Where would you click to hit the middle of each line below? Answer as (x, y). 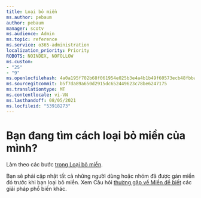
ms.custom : (20, 61)
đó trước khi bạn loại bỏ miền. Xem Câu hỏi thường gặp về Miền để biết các (99, 182)
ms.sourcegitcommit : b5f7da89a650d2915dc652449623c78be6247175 (87, 84)
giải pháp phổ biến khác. (36, 189)
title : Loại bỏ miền (32, 12)
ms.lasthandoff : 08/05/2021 (41, 100)
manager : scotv (25, 28)
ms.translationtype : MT (36, 89)
